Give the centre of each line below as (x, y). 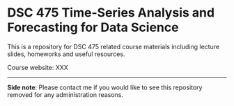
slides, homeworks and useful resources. (66, 54)
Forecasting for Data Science (93, 27)
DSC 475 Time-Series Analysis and (111, 13)
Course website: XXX (38, 67)
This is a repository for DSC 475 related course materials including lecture (114, 46)
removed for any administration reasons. (65, 94)
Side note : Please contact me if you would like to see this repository (105, 87)
